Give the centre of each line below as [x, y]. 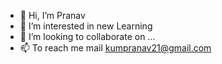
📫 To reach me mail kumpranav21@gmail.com [115, 48]
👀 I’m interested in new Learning [86, 26]
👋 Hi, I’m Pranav [52, 15]
